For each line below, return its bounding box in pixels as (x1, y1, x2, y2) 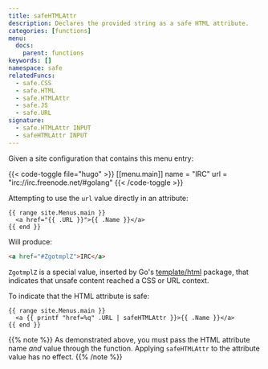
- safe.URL (15, 109, 52, 117)
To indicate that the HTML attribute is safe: (8, 291, 150, 301)
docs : (15, 42, 35, 50)
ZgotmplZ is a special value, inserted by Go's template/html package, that (8, 267, 249, 277)
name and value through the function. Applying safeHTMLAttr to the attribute (8, 343, 261, 353)
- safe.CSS (15, 79, 52, 87)
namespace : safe (8, 64, 63, 72)
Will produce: (8, 236, 52, 246)
